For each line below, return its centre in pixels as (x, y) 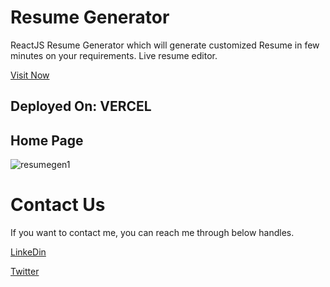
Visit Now (30, 75)
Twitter (25, 272)
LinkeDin (28, 252)
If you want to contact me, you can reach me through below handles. (152, 233)
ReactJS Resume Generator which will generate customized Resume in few (165, 45)
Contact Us (58, 205)
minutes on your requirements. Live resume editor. (114, 55)
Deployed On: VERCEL (81, 106)
